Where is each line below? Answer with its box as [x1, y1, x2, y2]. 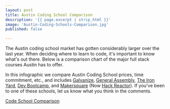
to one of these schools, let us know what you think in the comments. [5, 88, 152, 94]
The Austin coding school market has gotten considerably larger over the [5, 45, 160, 51]
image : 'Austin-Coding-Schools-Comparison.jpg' [5, 22, 109, 27]
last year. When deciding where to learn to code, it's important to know [5, 51, 155, 57]
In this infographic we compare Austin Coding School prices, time [5, 71, 144, 78]
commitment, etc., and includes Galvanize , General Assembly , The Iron [5, 77, 155, 83]
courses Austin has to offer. [5, 62, 63, 68]
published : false [5, 27, 42, 32]
